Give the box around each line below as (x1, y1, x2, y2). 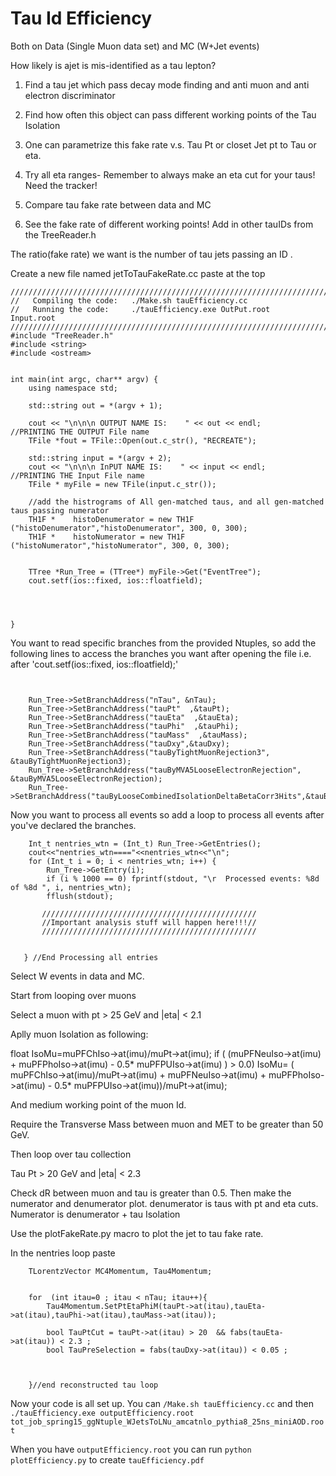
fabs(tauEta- (229, 1327, 284, 1337)
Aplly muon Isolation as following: (10, 1028, 149, 1040)
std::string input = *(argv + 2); (28, 453, 172, 463)
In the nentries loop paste (10, 1247, 116, 1259)
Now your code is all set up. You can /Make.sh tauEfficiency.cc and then (10, 1397, 314, 1409)
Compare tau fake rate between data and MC (24, 198, 212, 211)
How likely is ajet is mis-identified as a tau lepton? (10, 59, 217, 71)
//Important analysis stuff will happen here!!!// (41, 917, 257, 927)
